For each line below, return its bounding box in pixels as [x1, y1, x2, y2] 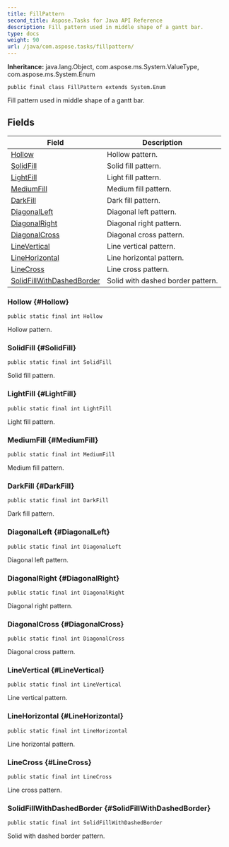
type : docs [7, 30, 40, 37]
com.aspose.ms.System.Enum [7, 70, 95, 78]
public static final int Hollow [7, 313, 102, 320]
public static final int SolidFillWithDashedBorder [7, 819, 163, 827]
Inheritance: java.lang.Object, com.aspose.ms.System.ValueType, [7, 63, 199, 71]
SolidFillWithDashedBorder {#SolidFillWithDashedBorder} [7, 803, 211, 813]
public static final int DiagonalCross [7, 635, 125, 643]
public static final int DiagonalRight [7, 589, 125, 596]
